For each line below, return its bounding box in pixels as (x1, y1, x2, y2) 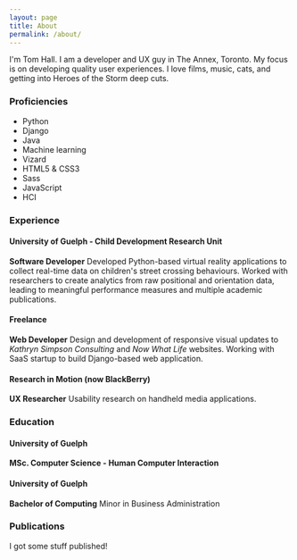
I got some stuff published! (9, 540, 108, 551)
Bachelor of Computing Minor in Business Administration (9, 497, 220, 509)
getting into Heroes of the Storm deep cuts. (9, 73, 169, 84)
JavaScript (21, 182, 62, 193)
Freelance (9, 314, 47, 325)
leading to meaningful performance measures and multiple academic (9, 284, 263, 295)
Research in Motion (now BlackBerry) (9, 373, 151, 384)
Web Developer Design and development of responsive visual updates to (9, 334, 279, 345)
